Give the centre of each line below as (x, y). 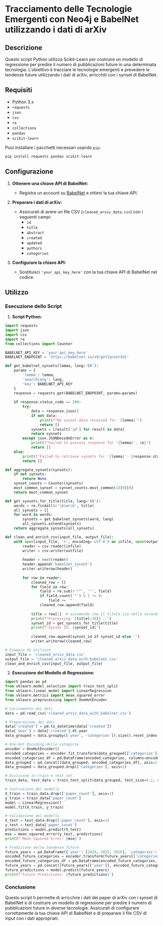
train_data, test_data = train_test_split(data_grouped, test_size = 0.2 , (80, 780)
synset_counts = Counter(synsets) (49, 483)
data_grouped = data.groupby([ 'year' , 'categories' (58, 736)
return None (35, 479)
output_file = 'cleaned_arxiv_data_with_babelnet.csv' (62, 659)
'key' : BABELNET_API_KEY (48, 384)
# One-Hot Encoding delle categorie (42, 744)
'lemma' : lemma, (39, 375)
